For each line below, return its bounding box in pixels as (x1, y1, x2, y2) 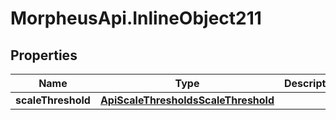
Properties (10, 47, 78, 64)
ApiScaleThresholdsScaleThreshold (99, 93, 275, 107)
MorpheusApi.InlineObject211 (10, 7, 262, 30)
